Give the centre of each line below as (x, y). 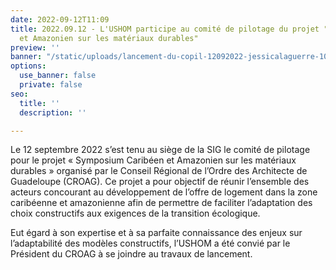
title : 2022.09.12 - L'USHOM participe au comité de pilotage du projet (165, 29)
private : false (51, 85)
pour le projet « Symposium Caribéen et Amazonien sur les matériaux (153, 160)
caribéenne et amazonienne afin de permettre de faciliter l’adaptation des (161, 203)
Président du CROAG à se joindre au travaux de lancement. (131, 254)
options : (28, 66)
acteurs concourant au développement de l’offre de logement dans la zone (164, 192)
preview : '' (35, 47)
